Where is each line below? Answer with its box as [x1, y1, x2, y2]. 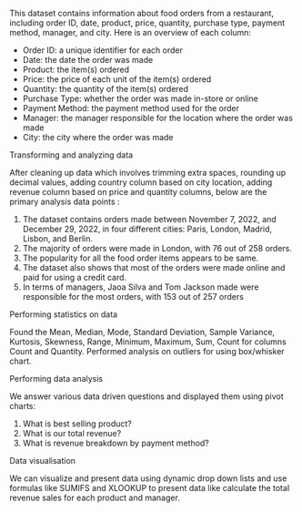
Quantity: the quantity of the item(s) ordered [22, 84, 189, 94]
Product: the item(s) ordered [22, 64, 130, 75]
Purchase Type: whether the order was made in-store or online [22, 93, 259, 104]
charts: [9, 401, 36, 411]
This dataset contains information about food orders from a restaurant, [9, 8, 275, 18]
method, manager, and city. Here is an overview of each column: [9, 27, 252, 37]
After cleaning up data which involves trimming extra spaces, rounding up [9, 168, 287, 178]
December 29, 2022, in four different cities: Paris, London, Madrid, [22, 223, 273, 234]
